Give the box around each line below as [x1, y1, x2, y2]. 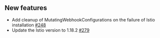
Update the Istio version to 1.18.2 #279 [11, 27, 90, 33]
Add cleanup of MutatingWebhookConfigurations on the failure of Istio [11, 17, 155, 22]
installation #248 [11, 22, 46, 28]
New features [4, 4, 47, 12]
